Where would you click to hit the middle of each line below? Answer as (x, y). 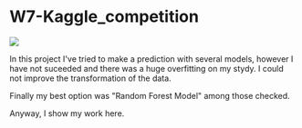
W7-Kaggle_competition (104, 17)
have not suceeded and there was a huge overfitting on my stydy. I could (147, 68)
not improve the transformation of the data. (90, 78)
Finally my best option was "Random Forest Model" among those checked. (150, 95)
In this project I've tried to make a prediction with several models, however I (151, 59)
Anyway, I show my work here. (67, 113)
